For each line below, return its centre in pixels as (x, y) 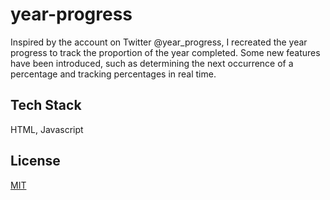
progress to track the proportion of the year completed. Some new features (165, 52)
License (35, 161)
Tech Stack (46, 105)
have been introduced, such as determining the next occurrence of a (152, 63)
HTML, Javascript (47, 129)
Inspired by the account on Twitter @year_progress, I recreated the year (159, 42)
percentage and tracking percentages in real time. (113, 74)
